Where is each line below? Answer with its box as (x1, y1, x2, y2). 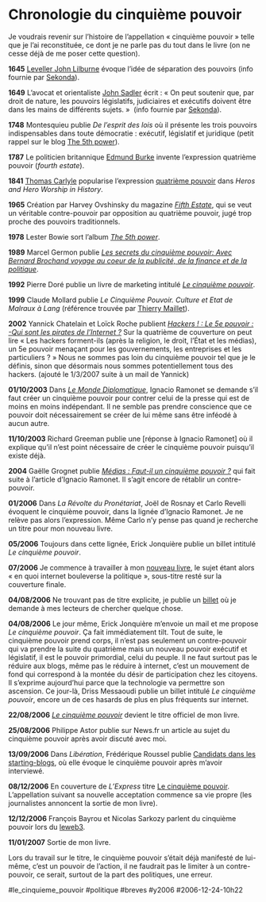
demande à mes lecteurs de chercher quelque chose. (8, 603, 183, 612)
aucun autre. (8, 418, 50, 428)
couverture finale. (8, 579, 67, 589)
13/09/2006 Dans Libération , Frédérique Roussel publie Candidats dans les (8, 749, 256, 758)
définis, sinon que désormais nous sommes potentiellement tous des (8, 361, 233, 370)
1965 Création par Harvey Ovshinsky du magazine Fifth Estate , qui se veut (8, 200, 253, 209)
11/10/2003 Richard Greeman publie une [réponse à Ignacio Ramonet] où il (8, 434, 253, 443)
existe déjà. (8, 451, 46, 460)
